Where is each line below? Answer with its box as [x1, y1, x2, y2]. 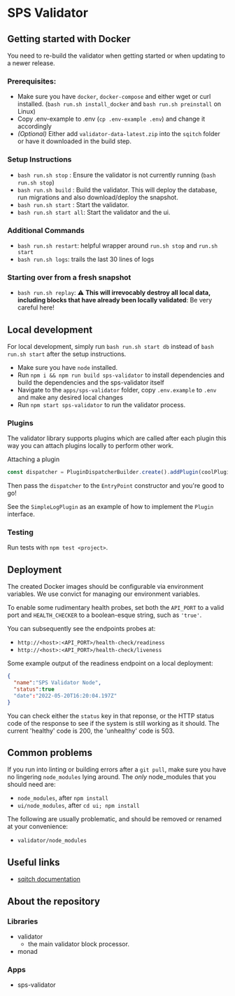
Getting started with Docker [7, 33, 131, 45]
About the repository [7, 895, 100, 907]
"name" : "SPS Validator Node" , [13, 679, 101, 686]
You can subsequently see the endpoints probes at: [7, 625, 156, 633]
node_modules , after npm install [17, 794, 108, 802]
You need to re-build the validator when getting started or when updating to [7, 51, 225, 60]
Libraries [7, 916, 38, 926]
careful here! [17, 303, 55, 312]
